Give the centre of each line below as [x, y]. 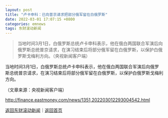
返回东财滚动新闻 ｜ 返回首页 [34, 110]
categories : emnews [26, 24]
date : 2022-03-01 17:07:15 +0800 [40, 19]
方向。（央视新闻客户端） [65, 56]
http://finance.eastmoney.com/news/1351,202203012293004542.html [78, 100]
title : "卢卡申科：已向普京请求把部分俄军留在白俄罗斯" [56, 15]
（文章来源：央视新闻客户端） [36, 90]
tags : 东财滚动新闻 [23, 29]
